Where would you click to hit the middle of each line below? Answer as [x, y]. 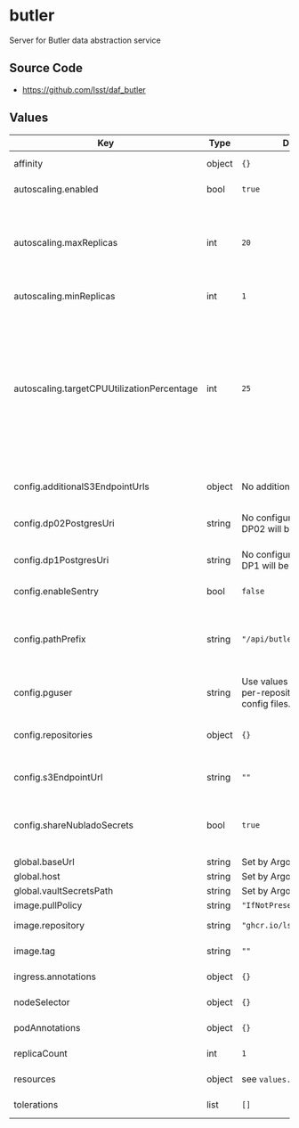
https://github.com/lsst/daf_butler [84, 89]
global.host [37, 876]
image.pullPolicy [48, 905]
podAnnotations [47, 1027]
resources [35, 1079]
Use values [265, 681]
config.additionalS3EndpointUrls [81, 486]
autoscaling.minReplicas [65, 296]
